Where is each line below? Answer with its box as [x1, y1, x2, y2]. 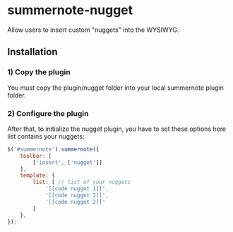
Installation [7, 46, 58, 58]
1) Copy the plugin [7, 67, 71, 77]
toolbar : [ [20, 152, 52, 159]
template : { [20, 172, 55, 179]
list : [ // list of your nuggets [32, 179, 131, 186]
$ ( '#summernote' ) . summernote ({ [7, 146, 100, 153]
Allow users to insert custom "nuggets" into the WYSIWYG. [7, 25, 179, 34]
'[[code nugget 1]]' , [44, 185, 109, 192]
